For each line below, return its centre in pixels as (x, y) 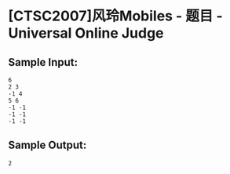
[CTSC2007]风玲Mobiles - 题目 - (116, 16)
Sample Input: (43, 62)
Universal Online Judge (86, 33)
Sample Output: (47, 145)
